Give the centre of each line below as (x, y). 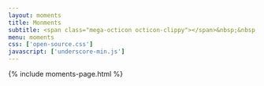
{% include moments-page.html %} (66, 74)
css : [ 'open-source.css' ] (50, 45)
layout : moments (35, 15)
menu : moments (32, 37)
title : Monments (35, 23)
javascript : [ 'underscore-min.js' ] (67, 52)
